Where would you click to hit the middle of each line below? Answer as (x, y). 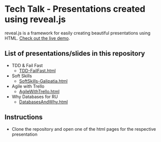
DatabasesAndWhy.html (43, 102)
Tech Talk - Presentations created (75, 9)
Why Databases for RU (35, 96)
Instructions (24, 117)
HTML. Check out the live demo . (37, 38)
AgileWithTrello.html (39, 91)
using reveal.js (35, 19)
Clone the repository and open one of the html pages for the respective (84, 129)
